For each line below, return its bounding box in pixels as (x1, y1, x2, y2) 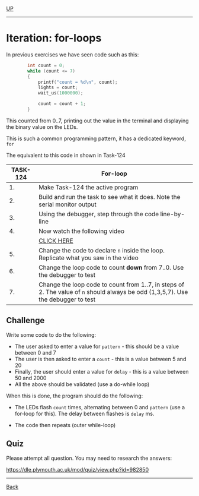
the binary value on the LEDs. (6, 123, 78, 130)
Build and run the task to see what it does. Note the (38, 192, 181, 201)
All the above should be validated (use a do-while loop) (14, 380, 150, 388)
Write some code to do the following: (6, 331, 97, 338)
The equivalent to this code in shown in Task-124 (6, 151, 126, 159)
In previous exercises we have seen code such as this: (6, 50, 139, 58)
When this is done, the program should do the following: (6, 392, 143, 399)
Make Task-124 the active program (38, 183, 139, 191)
